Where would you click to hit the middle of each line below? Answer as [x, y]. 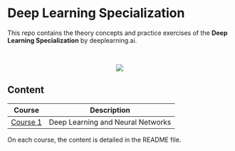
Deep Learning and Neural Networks [110, 122]
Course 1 [27, 122]
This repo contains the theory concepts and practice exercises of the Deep [117, 33]
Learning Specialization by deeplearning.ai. [72, 40]
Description [110, 110]
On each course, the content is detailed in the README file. [94, 140]
